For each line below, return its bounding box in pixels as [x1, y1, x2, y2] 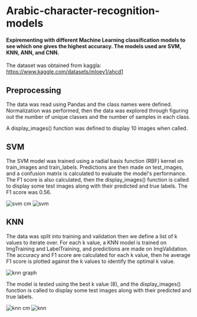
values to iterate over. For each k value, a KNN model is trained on [6, 239, 167, 246]
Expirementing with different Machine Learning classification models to [6, 36, 186, 44]
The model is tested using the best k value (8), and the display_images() [6, 281, 181, 288]
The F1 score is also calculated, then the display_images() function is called [6, 176, 189, 183]
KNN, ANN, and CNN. [6, 49, 60, 56]
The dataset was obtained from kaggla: [6, 62, 101, 69]
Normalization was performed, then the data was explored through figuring [6, 107, 189, 114]
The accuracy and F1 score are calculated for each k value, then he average [6, 251, 191, 258]
